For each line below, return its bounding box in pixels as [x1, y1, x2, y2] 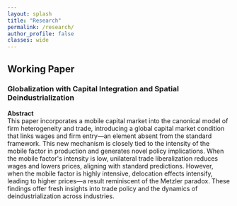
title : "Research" [7, 17, 62, 24]
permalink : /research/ [7, 23, 74, 30]
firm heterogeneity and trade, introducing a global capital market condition [7, 124, 225, 132]
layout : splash [7, 10, 52, 18]
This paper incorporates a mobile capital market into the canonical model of [7, 116, 229, 125]
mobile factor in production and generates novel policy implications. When [7, 147, 224, 155]
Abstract [7, 109, 34, 118]
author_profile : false [7, 30, 74, 38]
